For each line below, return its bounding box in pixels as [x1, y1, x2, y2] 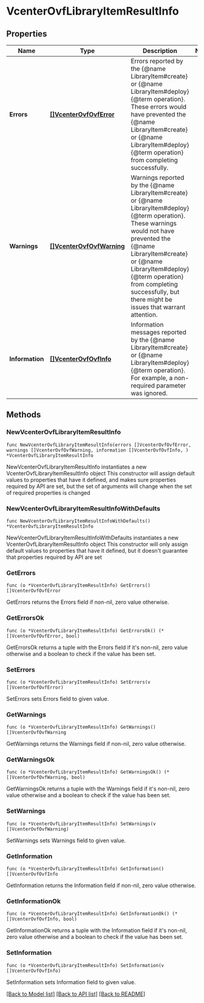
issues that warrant [130, 303, 186, 311]
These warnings [130, 219, 177, 227]
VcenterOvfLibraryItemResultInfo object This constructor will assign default [6, 469, 195, 477]
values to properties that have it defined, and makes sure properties [6, 476, 176, 483]
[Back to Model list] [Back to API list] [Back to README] [6, 990, 146, 998]
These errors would [130, 102, 187, 111]
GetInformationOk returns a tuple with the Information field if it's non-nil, [6, 927, 187, 934]
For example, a [130, 374, 173, 382]
